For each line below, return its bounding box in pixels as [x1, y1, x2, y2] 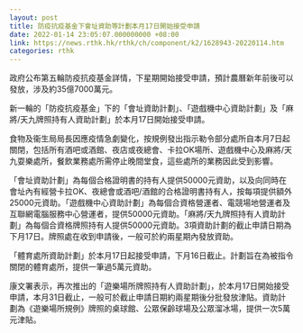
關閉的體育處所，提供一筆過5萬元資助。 [9, 262, 157, 273]
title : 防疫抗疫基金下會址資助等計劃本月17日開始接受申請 [9, 22, 200, 31]
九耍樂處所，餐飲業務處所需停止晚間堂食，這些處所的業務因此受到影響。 [9, 156, 278, 166]
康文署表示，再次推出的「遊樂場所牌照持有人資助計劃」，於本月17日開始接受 [9, 281, 290, 292]
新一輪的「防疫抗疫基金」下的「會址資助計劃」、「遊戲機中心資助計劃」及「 [9, 103, 286, 113]
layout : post [9, 13, 59, 22]
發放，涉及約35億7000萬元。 [9, 84, 118, 94]
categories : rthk [9, 47, 75, 56]
